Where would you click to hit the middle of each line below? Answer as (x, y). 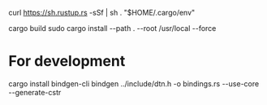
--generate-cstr (35, 92)
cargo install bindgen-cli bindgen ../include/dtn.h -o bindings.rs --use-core (134, 83)
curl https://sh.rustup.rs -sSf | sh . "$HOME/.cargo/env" (102, 13)
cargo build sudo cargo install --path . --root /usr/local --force (112, 28)
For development (67, 61)
